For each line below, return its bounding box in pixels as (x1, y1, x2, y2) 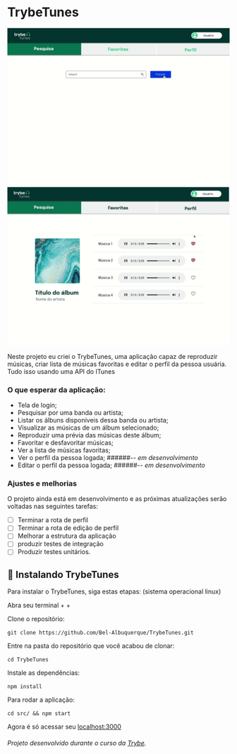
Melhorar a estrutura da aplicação (17, 531, 116, 541)
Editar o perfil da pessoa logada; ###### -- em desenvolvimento (17, 461, 206, 469)
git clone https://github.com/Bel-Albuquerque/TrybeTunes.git (7, 630, 194, 637)
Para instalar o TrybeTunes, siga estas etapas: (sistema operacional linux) (7, 587, 221, 596)
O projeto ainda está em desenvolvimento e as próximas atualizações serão (7, 495, 227, 503)
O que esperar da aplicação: (7, 384, 106, 394)
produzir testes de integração (17, 540, 104, 548)
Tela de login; (17, 401, 58, 409)
